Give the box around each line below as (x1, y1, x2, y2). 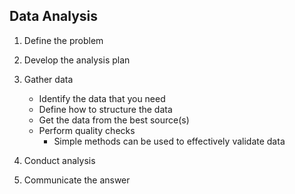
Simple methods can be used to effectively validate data (53, 135, 286, 147)
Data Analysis (9, 8, 99, 25)
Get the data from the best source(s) (38, 114, 190, 126)
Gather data (23, 73, 74, 85)
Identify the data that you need (38, 92, 166, 104)
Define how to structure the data (38, 103, 173, 115)
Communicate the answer (23, 174, 131, 186)
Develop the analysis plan (23, 54, 131, 66)
